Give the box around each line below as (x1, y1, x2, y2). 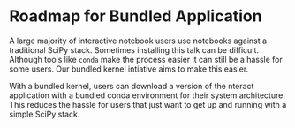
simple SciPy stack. (9, 109, 80, 119)
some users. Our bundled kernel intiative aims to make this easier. (9, 64, 249, 74)
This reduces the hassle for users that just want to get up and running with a (9, 99, 287, 109)
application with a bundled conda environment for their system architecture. (9, 90, 285, 101)
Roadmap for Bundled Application (9, 6, 262, 26)
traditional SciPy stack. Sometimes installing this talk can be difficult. (9, 44, 259, 55)
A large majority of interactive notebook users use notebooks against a (9, 35, 268, 46)
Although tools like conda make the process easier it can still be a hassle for (9, 54, 283, 64)
